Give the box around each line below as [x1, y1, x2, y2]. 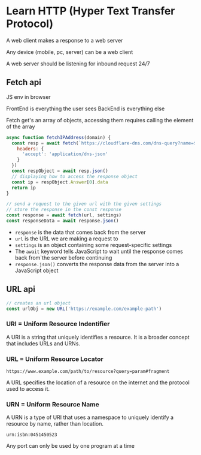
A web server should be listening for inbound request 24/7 [6, 60, 151, 67]
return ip [11, 185, 36, 191]
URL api [6, 284, 36, 294]
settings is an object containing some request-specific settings [14, 241, 172, 248]
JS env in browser [6, 93, 51, 100]
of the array [6, 123, 35, 130]
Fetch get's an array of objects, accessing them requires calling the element [6, 116, 194, 123]
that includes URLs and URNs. [6, 340, 81, 347]
